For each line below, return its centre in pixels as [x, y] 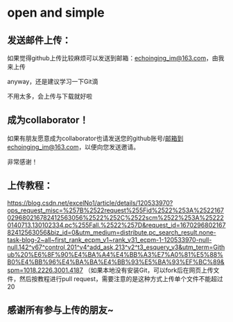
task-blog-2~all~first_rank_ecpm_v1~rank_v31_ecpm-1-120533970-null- [110, 239]
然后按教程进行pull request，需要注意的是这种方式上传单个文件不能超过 [121, 278]
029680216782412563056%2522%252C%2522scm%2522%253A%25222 [115, 217]
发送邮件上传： [39, 40]
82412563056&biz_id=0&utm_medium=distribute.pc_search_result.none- [112, 232]
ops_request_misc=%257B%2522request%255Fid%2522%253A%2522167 [115, 210]
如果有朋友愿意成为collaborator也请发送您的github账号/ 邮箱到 [95, 138]
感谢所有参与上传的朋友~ [61, 310]
